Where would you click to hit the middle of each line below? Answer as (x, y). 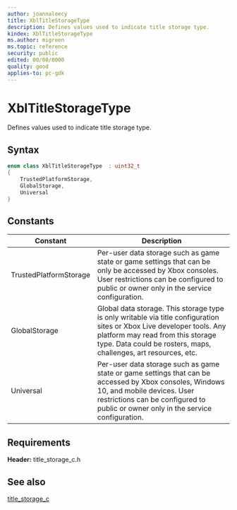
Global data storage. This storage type (160, 308)
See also (26, 482)
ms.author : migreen (36, 40)
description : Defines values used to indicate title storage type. (109, 27)
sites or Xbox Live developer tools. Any (162, 326)
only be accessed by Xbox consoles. (158, 271)
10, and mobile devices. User (146, 391)
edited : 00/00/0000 (36, 60)
